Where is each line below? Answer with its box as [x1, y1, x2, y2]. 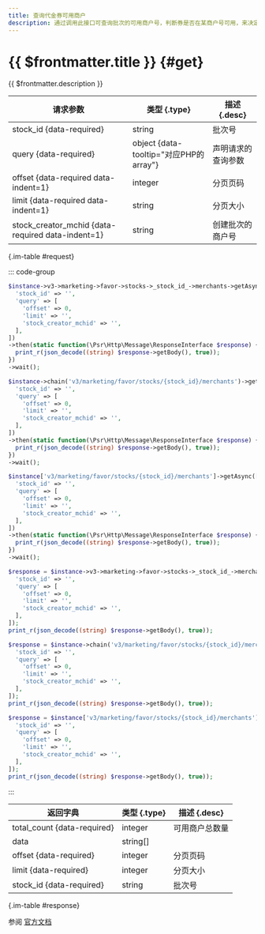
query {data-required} [12, 149, 95, 160]
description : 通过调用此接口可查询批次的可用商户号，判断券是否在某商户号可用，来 [8, 19, 248, 27]
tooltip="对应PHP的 [132, 149, 205, 160]
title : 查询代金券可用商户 [8, 11, 87, 20]
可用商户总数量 [173, 823, 229, 834]
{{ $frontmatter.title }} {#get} [8, 53, 204, 71]
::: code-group [8, 267, 55, 277]
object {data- [132, 137, 183, 149]
